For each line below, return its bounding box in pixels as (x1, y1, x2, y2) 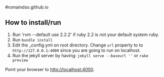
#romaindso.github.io (5, 4, 48, 10)
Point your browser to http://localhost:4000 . (5, 66, 95, 72)
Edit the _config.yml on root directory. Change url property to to (12, 42, 143, 48)
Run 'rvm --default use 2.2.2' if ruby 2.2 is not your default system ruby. (12, 32, 160, 38)
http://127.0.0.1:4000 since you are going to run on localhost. (12, 47, 141, 53)
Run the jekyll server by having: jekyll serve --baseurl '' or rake (12, 52, 149, 58)
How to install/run (5, 18, 62, 27)
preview (12, 58, 28, 63)
